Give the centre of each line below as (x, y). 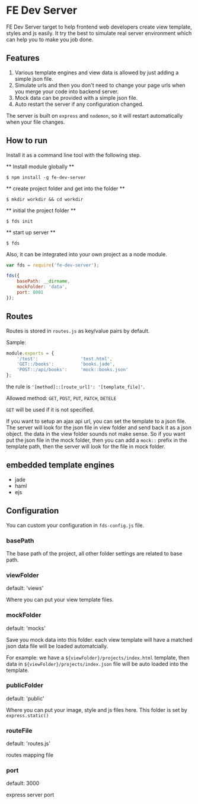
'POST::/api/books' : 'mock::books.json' (73, 370)
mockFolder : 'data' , (42, 287)
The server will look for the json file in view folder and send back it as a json (99, 428)
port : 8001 (30, 293)
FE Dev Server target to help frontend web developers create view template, (99, 27)
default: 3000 (23, 783)
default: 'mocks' (26, 628)
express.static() (28, 715)
